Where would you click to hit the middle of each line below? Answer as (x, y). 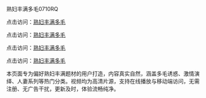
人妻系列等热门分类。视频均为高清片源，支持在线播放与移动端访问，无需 (108, 81)
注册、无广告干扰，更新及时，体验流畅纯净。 (63, 89)
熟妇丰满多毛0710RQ (32, 9)
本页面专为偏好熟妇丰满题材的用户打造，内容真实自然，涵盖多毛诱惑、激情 (100, 74)
